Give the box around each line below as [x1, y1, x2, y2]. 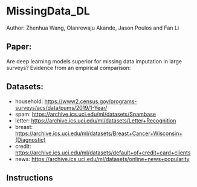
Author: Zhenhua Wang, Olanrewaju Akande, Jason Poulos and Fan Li [6, 24, 179, 31]
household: [15, 98, 44, 105]
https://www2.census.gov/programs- [44, 98, 137, 105]
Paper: [6, 42, 32, 52]
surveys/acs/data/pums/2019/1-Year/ [15, 104, 108, 111]
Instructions [6, 173, 53, 183]
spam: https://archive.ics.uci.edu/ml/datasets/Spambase [15, 110, 156, 118]
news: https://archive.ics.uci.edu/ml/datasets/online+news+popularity [15, 155, 190, 162]
